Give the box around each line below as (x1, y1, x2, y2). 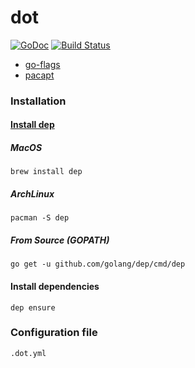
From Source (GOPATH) (10, 234, 110, 246)
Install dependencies (10, 280, 100, 292)
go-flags (24, 58, 61, 70)
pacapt (24, 69, 55, 81)
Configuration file (10, 326, 98, 340)
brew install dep (10, 167, 83, 177)
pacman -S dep (10, 213, 70, 223)
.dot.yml (10, 348, 47, 358)
